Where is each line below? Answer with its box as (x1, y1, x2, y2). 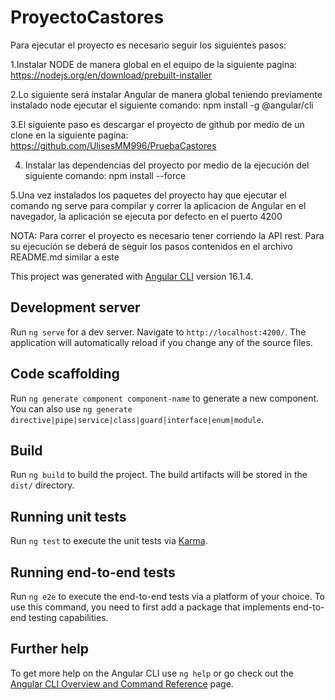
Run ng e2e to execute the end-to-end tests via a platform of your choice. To (10, 591, 326, 602)
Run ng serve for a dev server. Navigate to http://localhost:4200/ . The (10, 326, 307, 338)
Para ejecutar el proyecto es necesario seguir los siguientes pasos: (10, 39, 287, 51)
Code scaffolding (10, 366, 120, 383)
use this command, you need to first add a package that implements (10, 601, 291, 613)
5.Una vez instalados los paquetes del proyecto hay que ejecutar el (10, 189, 287, 201)
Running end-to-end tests (10, 564, 176, 581)
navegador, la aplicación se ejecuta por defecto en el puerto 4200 (10, 210, 283, 222)
